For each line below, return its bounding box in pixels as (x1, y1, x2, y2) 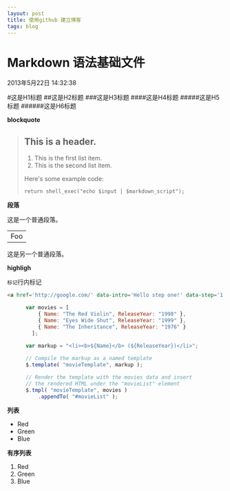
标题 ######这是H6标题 (7, 102, 77, 110)
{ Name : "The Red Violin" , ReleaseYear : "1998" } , (37, 311, 187, 317)
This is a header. (23, 136, 96, 147)
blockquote (7, 116, 41, 124)
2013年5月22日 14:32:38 (7, 79, 77, 87)
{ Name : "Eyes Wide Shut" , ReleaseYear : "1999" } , (37, 317, 187, 324)
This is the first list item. (34, 154, 103, 163)
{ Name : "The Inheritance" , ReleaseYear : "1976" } (37, 323, 187, 331)
